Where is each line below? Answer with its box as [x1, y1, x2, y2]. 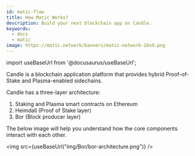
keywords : [6, 25, 31, 32]
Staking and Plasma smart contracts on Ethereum [14, 100, 138, 107]
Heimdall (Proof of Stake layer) [14, 107, 91, 114]
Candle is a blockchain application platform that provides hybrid [6, 70, 164, 78]
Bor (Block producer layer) [14, 113, 81, 120]
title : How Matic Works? [6, 14, 69, 20]
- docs [11, 31, 28, 37]
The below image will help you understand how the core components [6, 125, 178, 132]
